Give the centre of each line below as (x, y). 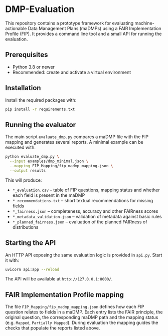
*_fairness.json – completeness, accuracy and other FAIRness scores (85, 211)
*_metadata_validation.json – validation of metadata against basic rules (87, 216)
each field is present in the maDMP (49, 195)
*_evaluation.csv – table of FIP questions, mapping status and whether (86, 190)
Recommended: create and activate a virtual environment (72, 72)
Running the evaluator (41, 124)
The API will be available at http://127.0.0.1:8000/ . (59, 279)
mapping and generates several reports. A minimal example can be (74, 142)
